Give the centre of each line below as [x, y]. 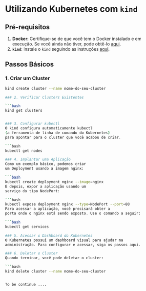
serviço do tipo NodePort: [32, 191]
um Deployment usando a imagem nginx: [44, 169]
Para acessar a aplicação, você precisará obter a [58, 209]
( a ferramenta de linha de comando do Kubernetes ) [58, 133]
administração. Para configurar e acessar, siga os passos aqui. [73, 245]
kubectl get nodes [24, 151]
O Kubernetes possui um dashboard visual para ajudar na [64, 240]
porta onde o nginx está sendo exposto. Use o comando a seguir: [73, 213]
